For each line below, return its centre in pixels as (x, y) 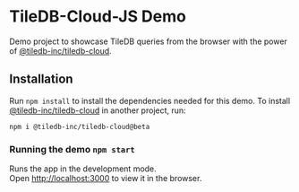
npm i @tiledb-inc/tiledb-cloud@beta (80, 127)
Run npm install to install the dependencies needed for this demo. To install (150, 100)
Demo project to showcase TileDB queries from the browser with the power (149, 41)
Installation (41, 79)
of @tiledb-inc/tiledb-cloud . (60, 50)
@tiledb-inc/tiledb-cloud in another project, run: (98, 110)
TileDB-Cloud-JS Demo (98, 17)
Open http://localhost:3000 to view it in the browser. (106, 179)
